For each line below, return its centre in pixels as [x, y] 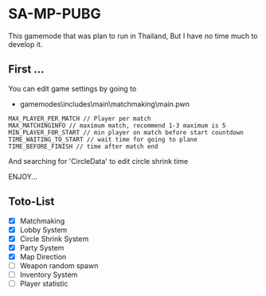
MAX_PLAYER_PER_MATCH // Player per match [80, 119]
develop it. [25, 44]
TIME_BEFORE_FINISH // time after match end [83, 146]
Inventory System [49, 275]
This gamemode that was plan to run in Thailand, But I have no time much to [133, 36]
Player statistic [44, 284]
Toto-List [31, 202]
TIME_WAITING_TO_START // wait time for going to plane [103, 139]
